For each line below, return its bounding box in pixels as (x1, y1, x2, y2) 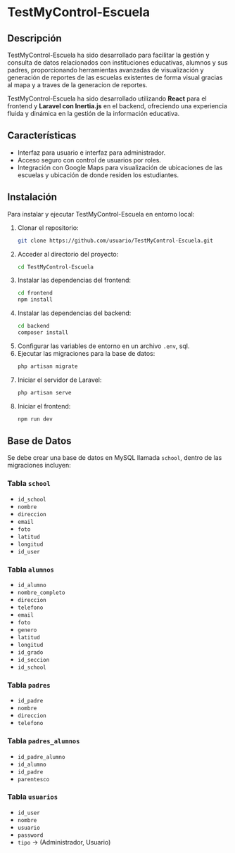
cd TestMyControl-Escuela (17, 263, 94, 271)
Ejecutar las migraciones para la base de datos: (17, 349, 155, 357)
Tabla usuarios (7, 792, 58, 802)
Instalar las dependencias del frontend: (17, 276, 132, 285)
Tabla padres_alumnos (7, 736, 80, 746)
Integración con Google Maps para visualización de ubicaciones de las (17, 163, 223, 172)
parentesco (17, 776, 50, 783)
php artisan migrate (17, 363, 78, 370)
